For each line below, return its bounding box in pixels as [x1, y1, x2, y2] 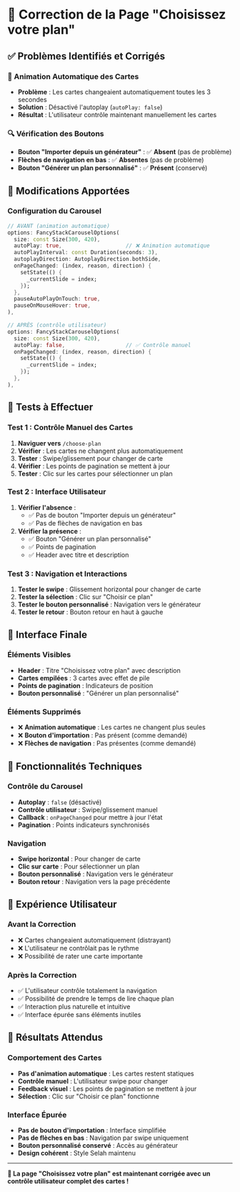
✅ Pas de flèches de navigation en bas [28, 519, 143, 527]
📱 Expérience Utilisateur [7, 898, 117, 910]
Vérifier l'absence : [17, 503, 76, 511]
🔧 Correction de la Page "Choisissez [7, 6, 226, 23]
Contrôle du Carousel [7, 781, 84, 791]
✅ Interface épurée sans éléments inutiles [17, 1011, 141, 1019]
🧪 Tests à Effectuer [7, 401, 94, 414]
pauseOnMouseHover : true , [14, 302, 91, 309]
